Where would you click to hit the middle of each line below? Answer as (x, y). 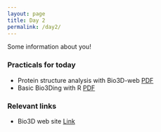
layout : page (26, 14)
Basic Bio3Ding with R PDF (56, 88)
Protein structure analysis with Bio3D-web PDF (85, 80)
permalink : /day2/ (34, 27)
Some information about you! (49, 47)
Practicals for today (41, 65)
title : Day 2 (26, 20)
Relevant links (32, 106)
